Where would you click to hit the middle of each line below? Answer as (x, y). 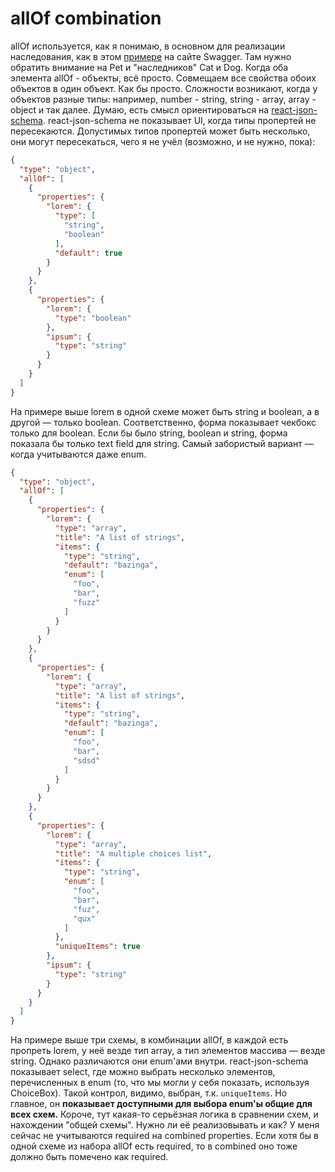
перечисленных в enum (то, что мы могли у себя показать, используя (160, 1083)
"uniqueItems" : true (97, 947)
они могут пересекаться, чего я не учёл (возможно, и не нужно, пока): (163, 141)
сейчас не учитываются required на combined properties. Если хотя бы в (164, 1136)
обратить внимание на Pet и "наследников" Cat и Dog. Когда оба (149, 67)
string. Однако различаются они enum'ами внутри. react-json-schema (159, 1061)
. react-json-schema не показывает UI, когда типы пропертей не (179, 120)
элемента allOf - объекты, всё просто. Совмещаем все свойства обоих (163, 78)
